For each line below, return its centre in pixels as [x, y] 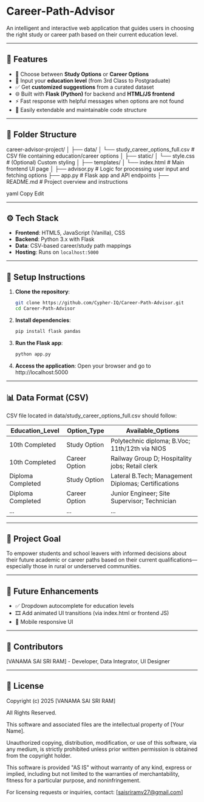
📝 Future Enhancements [53, 591]
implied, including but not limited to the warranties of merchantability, [93, 773]
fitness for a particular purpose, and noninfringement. [73, 780]
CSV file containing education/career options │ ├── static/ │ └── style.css [101, 156]
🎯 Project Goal [34, 539]
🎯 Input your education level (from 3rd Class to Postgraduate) [93, 80]
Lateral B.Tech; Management [151, 476]
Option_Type [85, 430]
